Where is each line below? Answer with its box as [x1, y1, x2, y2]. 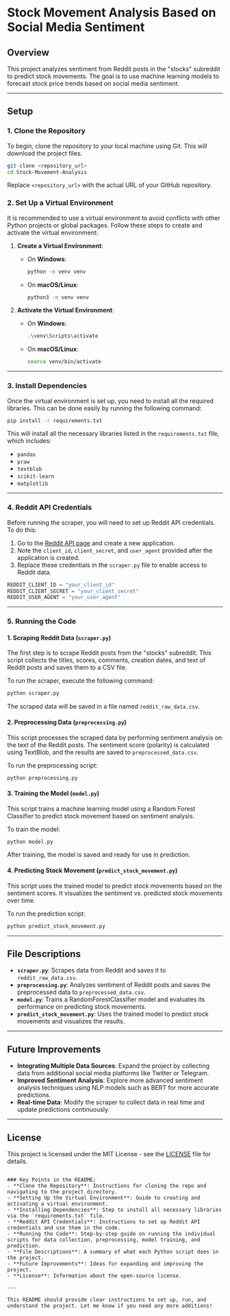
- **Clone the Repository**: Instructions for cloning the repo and [7, 1182, 207, 1189]
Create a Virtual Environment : [16, 241, 104, 249]
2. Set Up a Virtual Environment [7, 198, 114, 208]
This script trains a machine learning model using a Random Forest [7, 804, 196, 813]
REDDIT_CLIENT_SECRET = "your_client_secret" [7, 587, 139, 594]
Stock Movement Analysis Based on [7, 5, 217, 21]
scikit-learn [16, 473, 55, 480]
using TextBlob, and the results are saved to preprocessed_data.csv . [7, 748, 199, 756]
